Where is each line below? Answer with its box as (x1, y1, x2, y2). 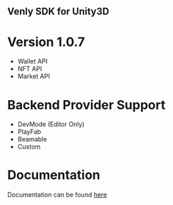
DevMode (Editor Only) (17, 120, 85, 129)
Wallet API (17, 57, 48, 66)
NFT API (17, 65, 42, 73)
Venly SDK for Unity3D (7, 6, 109, 18)
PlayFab (17, 128, 42, 136)
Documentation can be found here (7, 190, 107, 199)
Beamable (17, 135, 47, 144)
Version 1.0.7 (7, 34, 85, 50)
